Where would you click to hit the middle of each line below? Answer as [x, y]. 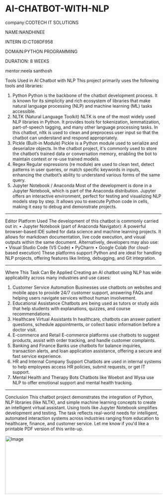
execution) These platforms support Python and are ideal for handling [90, 253]
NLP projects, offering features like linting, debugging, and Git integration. [81, 258]
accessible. [24, 111]
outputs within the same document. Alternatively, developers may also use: [82, 242]
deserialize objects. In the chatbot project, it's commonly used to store [84, 148]
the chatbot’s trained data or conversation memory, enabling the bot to [85, 154]
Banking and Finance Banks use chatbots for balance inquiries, [77, 345]
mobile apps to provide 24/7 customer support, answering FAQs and [82, 293]
